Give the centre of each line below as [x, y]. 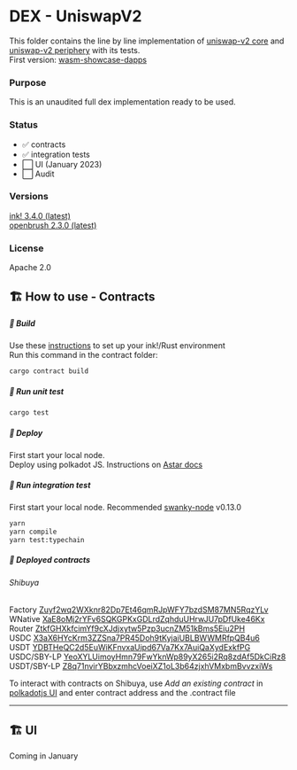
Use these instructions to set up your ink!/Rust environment [117, 346]
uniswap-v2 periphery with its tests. [75, 50]
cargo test [29, 413]
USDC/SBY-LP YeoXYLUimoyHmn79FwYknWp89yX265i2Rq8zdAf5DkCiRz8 [148, 657]
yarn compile [33, 532]
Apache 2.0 [30, 268]
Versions [29, 197]
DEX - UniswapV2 [76, 16]
